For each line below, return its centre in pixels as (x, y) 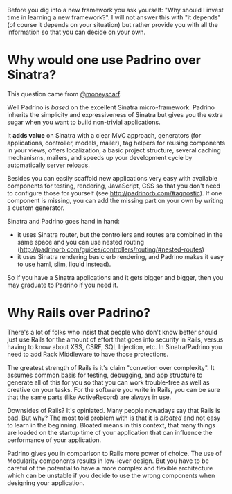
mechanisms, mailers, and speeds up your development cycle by (100, 157)
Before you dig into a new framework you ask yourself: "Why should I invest (115, 10)
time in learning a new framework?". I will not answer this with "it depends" (114, 17)
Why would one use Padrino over (104, 60)
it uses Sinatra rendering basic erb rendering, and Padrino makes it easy (120, 256)
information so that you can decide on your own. (77, 32)
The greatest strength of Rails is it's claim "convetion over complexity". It (111, 367)
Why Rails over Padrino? (79, 313)
